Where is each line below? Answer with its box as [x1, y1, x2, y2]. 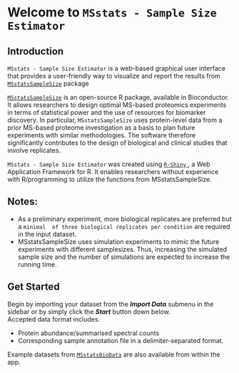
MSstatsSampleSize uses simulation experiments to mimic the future [17, 237, 220, 246]
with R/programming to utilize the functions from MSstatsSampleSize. [7, 175, 212, 183]
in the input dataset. [17, 230, 77, 238]
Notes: [7, 195, 38, 208]
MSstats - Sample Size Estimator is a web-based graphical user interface [7, 64, 226, 72]
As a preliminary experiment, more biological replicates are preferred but [17, 215, 232, 223]
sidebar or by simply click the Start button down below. [7, 307, 171, 316]
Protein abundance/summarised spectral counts [17, 329, 160, 337]
